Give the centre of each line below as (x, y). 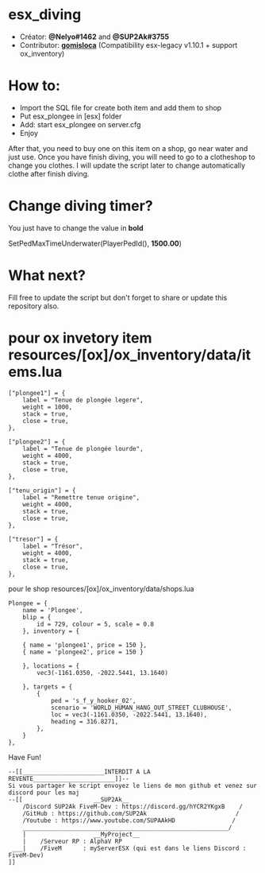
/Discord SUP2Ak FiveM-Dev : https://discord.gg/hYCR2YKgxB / (133, 806)
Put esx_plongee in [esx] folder (71, 116)
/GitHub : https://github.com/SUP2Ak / (131, 813)
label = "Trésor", (53, 546)
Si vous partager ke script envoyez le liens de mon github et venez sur (133, 786)
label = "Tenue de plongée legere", (83, 400)
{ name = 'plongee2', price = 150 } (83, 652)
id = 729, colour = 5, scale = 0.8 (96, 624)
